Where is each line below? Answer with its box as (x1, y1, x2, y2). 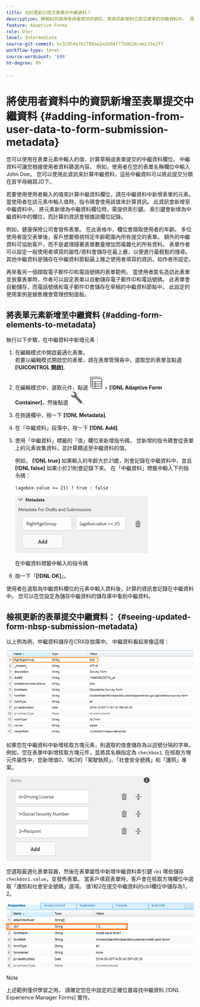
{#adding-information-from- (39, 109, 185, 123)
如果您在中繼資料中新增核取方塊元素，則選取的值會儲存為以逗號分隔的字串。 (6, 741, 194, 749)
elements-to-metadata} (6, 319, 96, 329)
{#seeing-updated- (117, 612, 191, 622)
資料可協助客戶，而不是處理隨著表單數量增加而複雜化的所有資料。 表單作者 (6, 241, 190, 248)
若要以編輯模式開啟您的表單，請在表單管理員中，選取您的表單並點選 (14, 356, 182, 364)
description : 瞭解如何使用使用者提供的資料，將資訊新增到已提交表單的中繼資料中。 (6, 16, 187, 22)
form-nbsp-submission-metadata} (6, 621, 139, 632)
